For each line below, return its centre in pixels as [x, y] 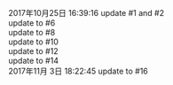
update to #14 [34, 61]
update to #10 [33, 42]
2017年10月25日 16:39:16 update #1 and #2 [86, 13]
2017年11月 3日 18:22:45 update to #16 [78, 71]
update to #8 [32, 32]
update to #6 [32, 23]
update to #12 [33, 51]
